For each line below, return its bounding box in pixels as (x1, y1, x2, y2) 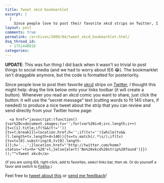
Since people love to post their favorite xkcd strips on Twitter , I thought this (5, 81, 156, 87)
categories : (5, 48, 29, 53)
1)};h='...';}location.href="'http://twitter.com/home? (5, 142, 121, 147)
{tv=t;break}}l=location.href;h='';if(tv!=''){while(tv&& (5, 130, 125, 135)
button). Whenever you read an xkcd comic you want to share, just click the (5, 91, 157, 98)
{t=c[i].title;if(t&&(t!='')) (5, 125, 67, 130)
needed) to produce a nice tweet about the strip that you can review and (5, 102, 151, 108)
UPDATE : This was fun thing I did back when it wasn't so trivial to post (5, 62, 146, 68)
